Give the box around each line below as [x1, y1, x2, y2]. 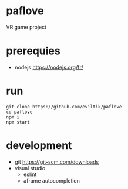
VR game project [6, 24, 47, 31]
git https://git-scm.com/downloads [14, 158, 99, 165]
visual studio [14, 164, 46, 171]
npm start [6, 119, 31, 125]
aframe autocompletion [23, 177, 80, 184]
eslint [23, 171, 37, 178]
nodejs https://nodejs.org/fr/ [14, 64, 83, 71]
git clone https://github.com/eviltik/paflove [6, 104, 122, 110]
